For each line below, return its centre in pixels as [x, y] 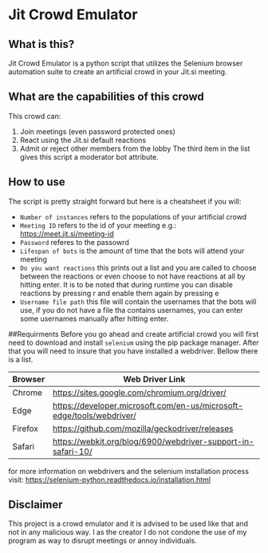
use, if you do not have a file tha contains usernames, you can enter [131, 310]
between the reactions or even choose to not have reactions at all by [132, 276]
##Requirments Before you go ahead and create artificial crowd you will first [134, 334]
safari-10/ [72, 451]
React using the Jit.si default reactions [83, 140]
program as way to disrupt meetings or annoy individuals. [102, 541]
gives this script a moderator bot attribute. [89, 156]
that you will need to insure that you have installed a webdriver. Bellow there [133, 351]
